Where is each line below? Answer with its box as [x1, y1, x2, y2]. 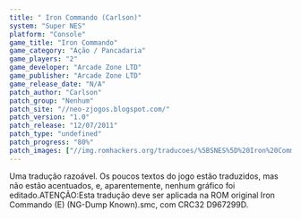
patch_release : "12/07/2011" [9, 122, 118, 131]
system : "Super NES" [9, 21, 87, 30]
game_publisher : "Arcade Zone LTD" [9, 72, 142, 80]
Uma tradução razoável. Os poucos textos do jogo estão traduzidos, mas [9, 171, 279, 181]
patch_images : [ [9, 146, 70, 155]
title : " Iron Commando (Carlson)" [9, 13, 142, 22]
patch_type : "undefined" [9, 130, 102, 139]
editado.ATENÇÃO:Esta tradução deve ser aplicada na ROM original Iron [9, 190, 276, 200]
